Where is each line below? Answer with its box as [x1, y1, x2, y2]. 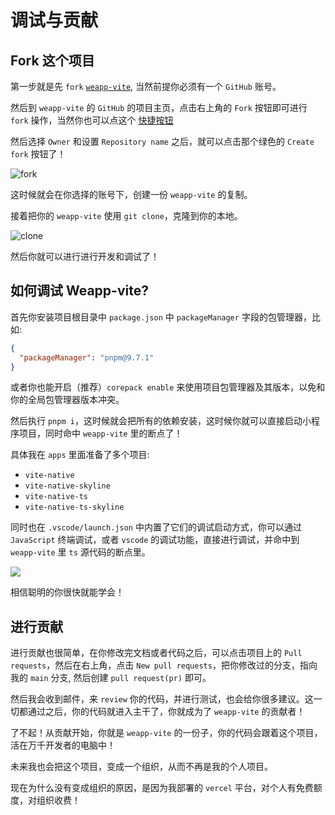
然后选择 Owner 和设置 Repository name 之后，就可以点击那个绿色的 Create [10, 136, 315, 147]
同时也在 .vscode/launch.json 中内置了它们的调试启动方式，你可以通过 [10, 521, 302, 533]
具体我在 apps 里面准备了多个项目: [10, 449, 150, 461]
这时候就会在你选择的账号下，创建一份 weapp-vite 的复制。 [10, 189, 253, 200]
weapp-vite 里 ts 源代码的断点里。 [10, 546, 151, 558]
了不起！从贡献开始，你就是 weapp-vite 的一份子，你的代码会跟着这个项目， [10, 727, 323, 739]
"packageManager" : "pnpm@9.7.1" [19, 352, 155, 363]
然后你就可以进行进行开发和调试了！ [10, 251, 160, 262]
